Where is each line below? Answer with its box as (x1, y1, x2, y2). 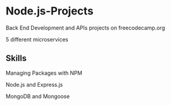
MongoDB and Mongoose (5, 92, 70, 100)
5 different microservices (5, 36, 69, 43)
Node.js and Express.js (5, 81, 63, 88)
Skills (5, 53, 27, 64)
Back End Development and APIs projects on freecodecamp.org (5, 24, 165, 31)
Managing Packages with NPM (5, 69, 82, 76)
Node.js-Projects (5, 4, 94, 18)
